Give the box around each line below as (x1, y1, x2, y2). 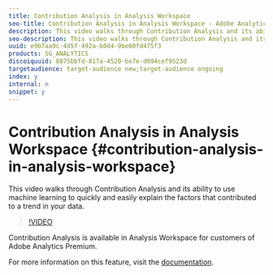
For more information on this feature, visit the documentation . (8, 257, 214, 267)
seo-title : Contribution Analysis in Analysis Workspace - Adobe (8, 20, 234, 28)
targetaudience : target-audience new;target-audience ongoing (8, 65, 223, 73)
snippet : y (8, 87, 45, 96)
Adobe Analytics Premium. (8, 242, 97, 251)
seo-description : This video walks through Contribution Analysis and (8, 34, 253, 43)
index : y (8, 72, 38, 81)
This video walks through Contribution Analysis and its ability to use (8, 184, 236, 194)
